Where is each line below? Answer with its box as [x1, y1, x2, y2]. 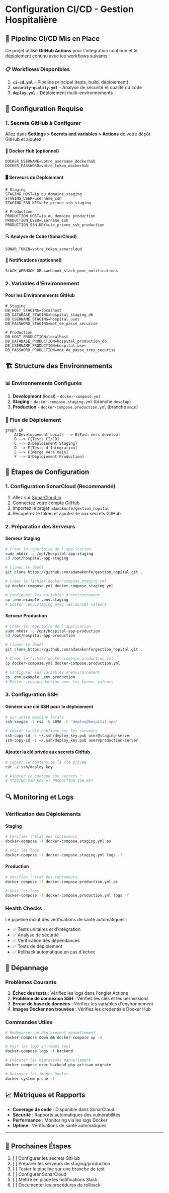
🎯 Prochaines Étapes [5, 1142, 71, 1150]
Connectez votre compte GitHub [12, 500, 80, 506]
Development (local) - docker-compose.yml [12, 393, 101, 399]
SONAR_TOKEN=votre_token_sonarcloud [5, 247, 82, 252]
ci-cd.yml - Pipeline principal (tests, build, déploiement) [12, 79, 129, 85]
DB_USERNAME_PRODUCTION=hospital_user [5, 343, 87, 348]
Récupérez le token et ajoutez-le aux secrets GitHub [12, 510, 121, 516]
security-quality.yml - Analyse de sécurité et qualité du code [12, 85, 142, 91]
